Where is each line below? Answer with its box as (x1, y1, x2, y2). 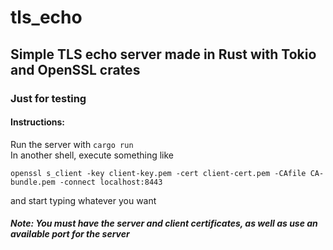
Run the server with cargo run (10, 138, 134, 150)
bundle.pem (10, 177, 56, 187)
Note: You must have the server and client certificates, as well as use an (10, 217, 318, 230)
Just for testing (10, 91, 87, 105)
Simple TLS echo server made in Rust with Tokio (10, 46, 317, 63)
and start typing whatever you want (10, 194, 157, 206)
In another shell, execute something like (10, 149, 175, 161)
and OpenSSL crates (10, 61, 141, 78)
